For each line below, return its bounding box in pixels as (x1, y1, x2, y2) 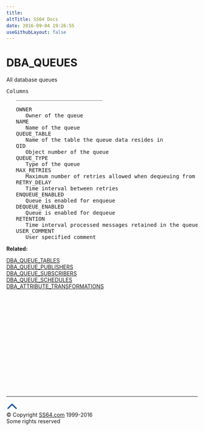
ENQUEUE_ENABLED (16, 191, 64, 198)
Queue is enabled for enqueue (25, 198, 115, 204)
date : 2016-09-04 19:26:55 (6, 22, 75, 29)
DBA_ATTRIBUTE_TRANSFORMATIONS (6, 283, 104, 290)
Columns (6, 88, 29, 95)
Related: (6, 245, 29, 252)
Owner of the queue (25, 112, 84, 119)
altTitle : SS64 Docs (6, 16, 59, 22)
